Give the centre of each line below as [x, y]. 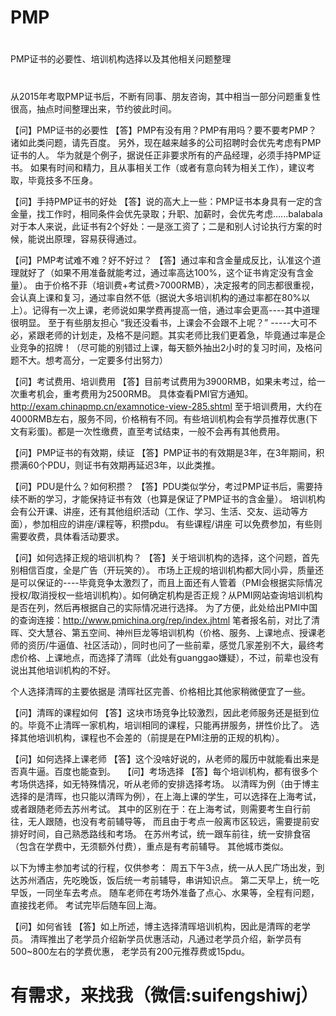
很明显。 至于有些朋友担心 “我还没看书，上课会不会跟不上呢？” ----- [151, 322]
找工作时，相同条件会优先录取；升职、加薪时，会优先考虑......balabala [179, 213]
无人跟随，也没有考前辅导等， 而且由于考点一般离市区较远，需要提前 [169, 821]
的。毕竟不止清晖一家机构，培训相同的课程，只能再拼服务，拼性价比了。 [159, 725]
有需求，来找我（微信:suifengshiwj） [164, 995]
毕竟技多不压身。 [62, 180]
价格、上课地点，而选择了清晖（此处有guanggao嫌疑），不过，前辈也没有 [169, 657]
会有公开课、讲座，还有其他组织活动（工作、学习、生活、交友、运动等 [155, 511]
